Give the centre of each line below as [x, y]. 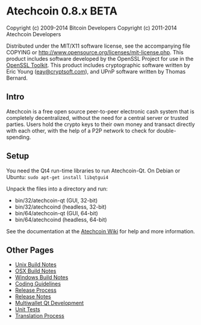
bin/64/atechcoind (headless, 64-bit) [61, 219]
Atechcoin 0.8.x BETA [62, 11]
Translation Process [39, 316]
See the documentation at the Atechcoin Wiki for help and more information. [101, 231]
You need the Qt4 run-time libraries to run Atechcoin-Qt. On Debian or [93, 171]
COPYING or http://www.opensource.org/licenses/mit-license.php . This [95, 52]
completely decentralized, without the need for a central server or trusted [97, 118]
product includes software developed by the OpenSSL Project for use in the [100, 58]
